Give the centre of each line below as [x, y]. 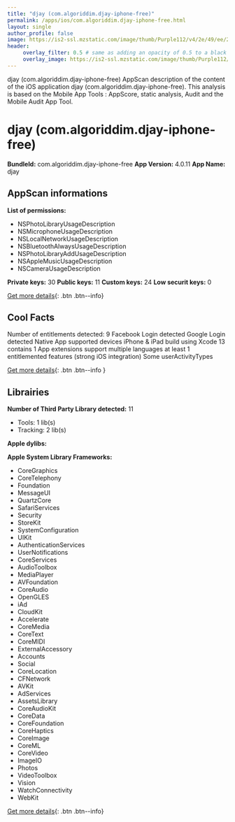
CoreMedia [34, 627]
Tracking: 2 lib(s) [42, 430]
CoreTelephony [39, 478]
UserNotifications [43, 553]
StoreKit [29, 523]
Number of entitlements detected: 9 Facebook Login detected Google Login [116, 334]
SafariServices [38, 508]
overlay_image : [45, 59]
